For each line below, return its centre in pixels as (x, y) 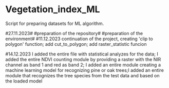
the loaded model (24, 81)
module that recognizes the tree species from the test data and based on (83, 75)
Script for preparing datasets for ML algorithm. (55, 23)
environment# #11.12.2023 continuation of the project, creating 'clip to (79, 39)
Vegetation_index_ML (53, 9)
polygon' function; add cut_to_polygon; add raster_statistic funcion (76, 44)
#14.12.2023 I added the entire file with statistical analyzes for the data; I (82, 54)
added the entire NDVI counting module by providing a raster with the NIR (83, 59)
